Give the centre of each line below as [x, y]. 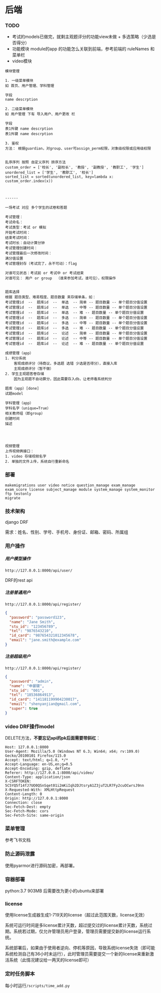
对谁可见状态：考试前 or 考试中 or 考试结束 [44, 273]
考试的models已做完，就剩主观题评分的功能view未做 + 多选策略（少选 [82, 37]
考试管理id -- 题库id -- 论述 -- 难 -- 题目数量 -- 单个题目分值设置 [74, 344]
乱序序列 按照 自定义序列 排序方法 [35, 162]
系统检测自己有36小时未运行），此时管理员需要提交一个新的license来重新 [78, 954]
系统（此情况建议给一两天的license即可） [50, 960]
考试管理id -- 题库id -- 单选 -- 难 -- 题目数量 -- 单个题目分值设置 [74, 313]
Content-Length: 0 [24, 794]
